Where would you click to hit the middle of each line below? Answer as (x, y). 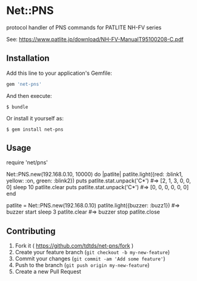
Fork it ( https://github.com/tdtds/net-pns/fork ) (74, 246)
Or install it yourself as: (35, 118)
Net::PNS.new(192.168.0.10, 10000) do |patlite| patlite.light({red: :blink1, (95, 175)
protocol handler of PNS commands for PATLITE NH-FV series (84, 27)
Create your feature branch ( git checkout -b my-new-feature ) (92, 252)
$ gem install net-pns (35, 129)
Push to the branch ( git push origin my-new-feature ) (82, 265)
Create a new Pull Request (48, 272)
